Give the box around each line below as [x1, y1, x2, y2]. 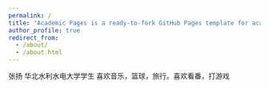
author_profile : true [8, 26, 81, 34]
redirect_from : [8, 33, 59, 42]
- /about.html [15, 48, 62, 56]
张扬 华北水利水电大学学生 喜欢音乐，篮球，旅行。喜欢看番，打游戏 [8, 71, 230, 80]
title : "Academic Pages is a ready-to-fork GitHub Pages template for [8, 19, 249, 27]
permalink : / [8, 11, 52, 20]
